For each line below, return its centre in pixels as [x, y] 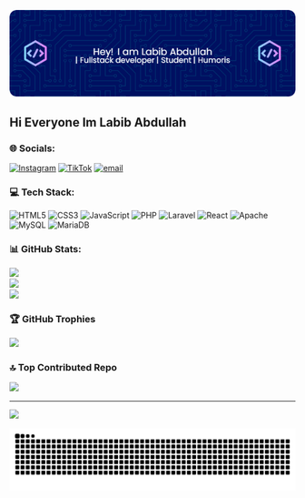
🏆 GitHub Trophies [53, 320]
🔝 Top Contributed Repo [64, 367]
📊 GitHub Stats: [45, 249]
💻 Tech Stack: [42, 192]
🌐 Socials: [33, 148]
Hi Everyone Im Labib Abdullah [98, 122]
